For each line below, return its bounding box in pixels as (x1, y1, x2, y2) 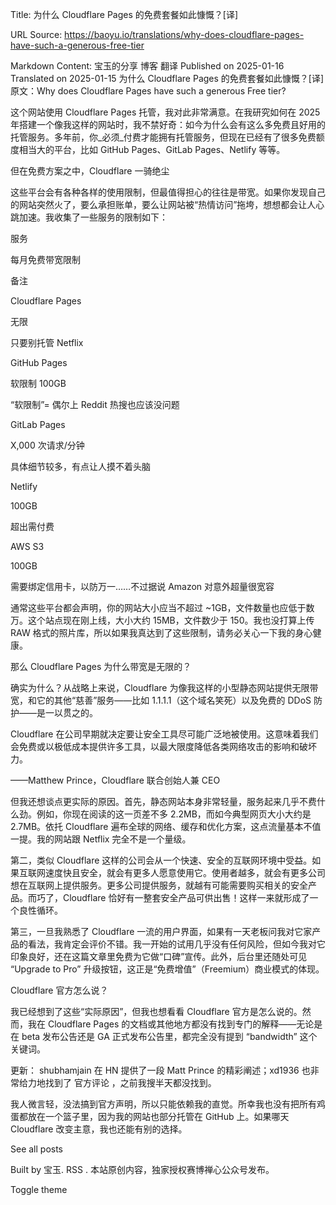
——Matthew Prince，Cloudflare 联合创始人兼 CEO (10, 774, 221, 786)
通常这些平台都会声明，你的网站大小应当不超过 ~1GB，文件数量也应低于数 (10, 602, 315, 613)
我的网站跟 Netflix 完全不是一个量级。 (36, 833, 192, 845)
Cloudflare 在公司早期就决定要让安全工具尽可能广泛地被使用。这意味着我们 (10, 728, 319, 740)
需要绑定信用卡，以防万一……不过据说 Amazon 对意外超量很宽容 (10, 581, 275, 592)
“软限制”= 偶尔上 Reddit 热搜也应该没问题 (10, 399, 180, 410)
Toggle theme (10, 1184, 68, 1195)
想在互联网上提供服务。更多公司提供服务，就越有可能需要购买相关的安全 (10, 879, 308, 891)
